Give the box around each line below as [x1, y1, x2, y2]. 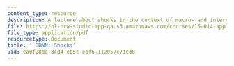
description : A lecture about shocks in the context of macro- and [7, 16, 208, 23]
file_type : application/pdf [7, 29, 89, 36]
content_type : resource [7, 10, 77, 17]
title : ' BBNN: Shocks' [7, 42, 77, 49]
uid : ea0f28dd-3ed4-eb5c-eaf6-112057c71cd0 [7, 49, 136, 56]
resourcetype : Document [7, 36, 77, 43]
